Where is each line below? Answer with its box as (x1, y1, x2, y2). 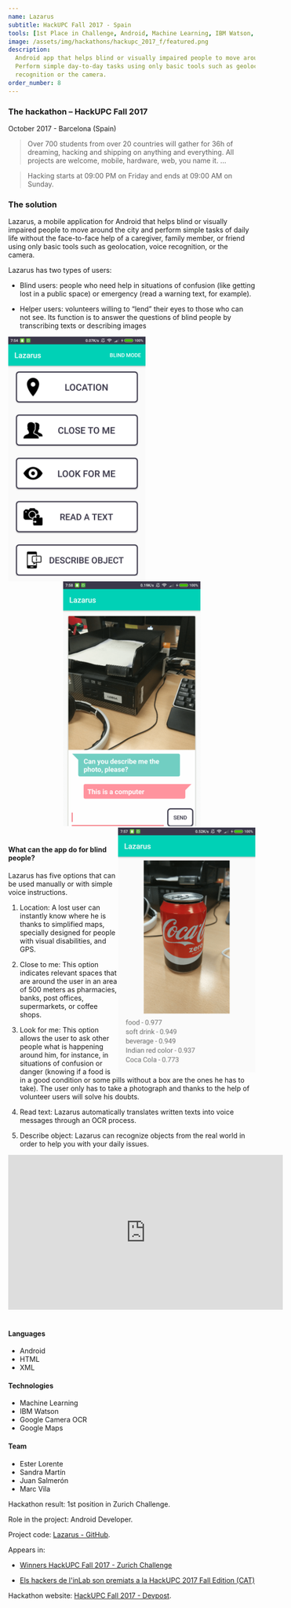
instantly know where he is (19, 911, 107, 920)
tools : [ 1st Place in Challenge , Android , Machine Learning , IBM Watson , (8, 29, 255, 37)
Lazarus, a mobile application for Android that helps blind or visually (8, 217, 227, 226)
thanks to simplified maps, (19, 919, 105, 929)
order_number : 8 (8, 79, 61, 86)
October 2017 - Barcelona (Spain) (8, 123, 117, 133)
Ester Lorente (19, 1459, 64, 1468)
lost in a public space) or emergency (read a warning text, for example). (19, 289, 252, 299)
